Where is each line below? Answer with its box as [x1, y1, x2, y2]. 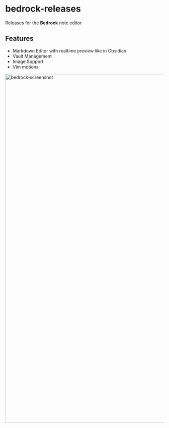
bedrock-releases [5, 3, 81, 15]
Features [5, 34, 34, 43]
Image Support [12, 58, 44, 65]
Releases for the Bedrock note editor [5, 20, 82, 26]
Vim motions [12, 64, 39, 70]
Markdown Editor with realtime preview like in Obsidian [12, 47, 127, 53]
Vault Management [12, 53, 52, 59]
